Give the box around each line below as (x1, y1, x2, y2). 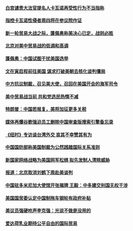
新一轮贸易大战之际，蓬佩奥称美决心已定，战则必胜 (5, 30, 113, 36)
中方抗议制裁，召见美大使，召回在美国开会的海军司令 (5, 81, 118, 87)
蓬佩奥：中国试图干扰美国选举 (5, 55, 68, 61)
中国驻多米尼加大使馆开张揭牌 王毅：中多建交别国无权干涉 (5, 182, 128, 188)
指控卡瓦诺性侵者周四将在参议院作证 (5, 17, 82, 24)
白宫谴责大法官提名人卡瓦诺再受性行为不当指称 (5, 5, 104, 11)
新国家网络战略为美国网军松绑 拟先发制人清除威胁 (5, 157, 110, 163)
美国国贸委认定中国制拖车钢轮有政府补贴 (5, 195, 91, 201)
